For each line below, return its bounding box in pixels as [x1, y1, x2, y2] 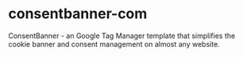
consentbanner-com [8, 5, 148, 23]
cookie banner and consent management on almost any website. [8, 39, 220, 48]
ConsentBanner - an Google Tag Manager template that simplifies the [8, 31, 236, 40]
